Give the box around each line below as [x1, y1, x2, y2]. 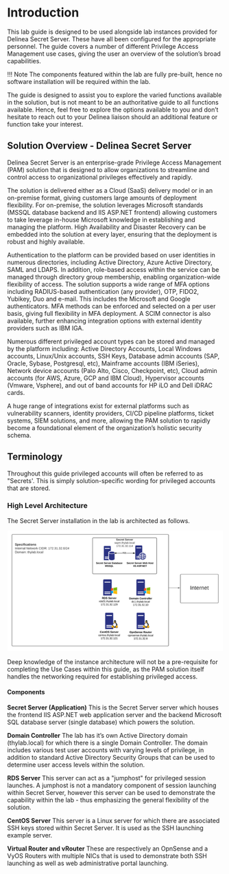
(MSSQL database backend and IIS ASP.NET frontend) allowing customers [7, 208, 217, 216]
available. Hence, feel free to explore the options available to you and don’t [7, 105, 219, 114]
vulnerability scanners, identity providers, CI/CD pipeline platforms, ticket [7, 409, 215, 417]
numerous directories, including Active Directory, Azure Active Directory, [7, 258, 213, 266]
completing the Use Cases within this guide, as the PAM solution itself [7, 665, 204, 673]
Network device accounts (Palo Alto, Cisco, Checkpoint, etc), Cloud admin [7, 366, 217, 374]
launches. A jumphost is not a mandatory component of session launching [7, 781, 217, 789]
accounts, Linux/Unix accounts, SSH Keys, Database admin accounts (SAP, [7, 352, 220, 360]
